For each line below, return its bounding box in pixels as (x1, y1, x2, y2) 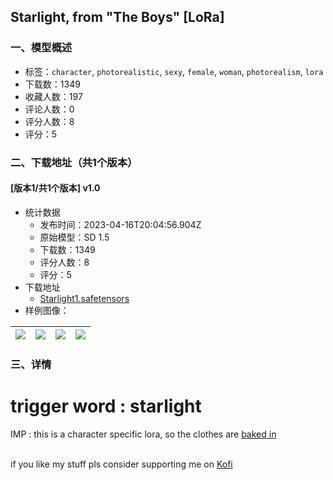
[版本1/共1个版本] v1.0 (10, 182, 101, 194)
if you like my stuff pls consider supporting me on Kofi (10, 458, 233, 470)
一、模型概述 (10, 41, 73, 55)
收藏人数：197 (24, 90, 83, 102)
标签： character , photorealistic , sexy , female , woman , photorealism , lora (24, 65, 324, 77)
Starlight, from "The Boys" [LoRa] (10, 9, 225, 26)
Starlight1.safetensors (39, 292, 130, 304)
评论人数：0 (24, 103, 75, 115)
